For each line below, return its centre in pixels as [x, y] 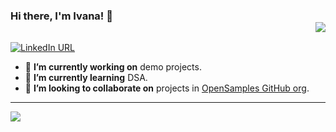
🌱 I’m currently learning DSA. [86, 78]
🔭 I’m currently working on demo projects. [113, 67]
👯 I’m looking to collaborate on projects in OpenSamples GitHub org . [167, 88]
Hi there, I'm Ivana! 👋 [62, 16]
